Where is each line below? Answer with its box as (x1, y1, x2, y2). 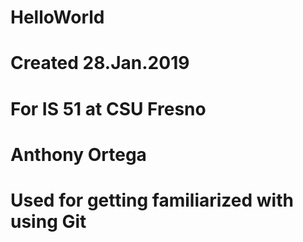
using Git (10, 210, 87, 233)
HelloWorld (10, 6, 105, 29)
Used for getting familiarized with (10, 189, 294, 211)
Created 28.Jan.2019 (10, 52, 190, 75)
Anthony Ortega (10, 143, 147, 166)
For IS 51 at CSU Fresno (10, 97, 207, 120)
